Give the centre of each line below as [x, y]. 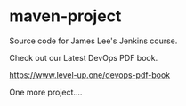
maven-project [65, 16]
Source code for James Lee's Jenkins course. [93, 41]
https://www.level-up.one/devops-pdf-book [90, 75]
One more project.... [46, 92]
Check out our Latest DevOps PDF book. [84, 57]
